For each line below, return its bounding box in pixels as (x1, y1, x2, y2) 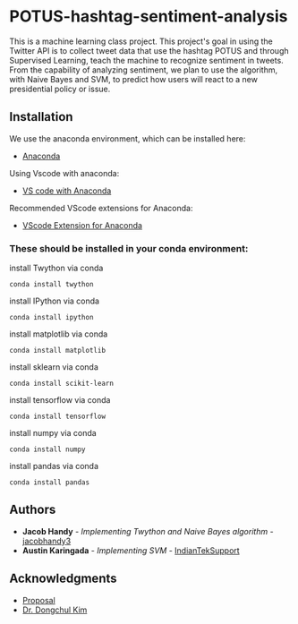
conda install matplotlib (9, 346, 106, 355)
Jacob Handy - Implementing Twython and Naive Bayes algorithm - (21, 526, 275, 536)
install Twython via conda (9, 262, 104, 274)
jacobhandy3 (21, 535, 72, 546)
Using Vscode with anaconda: (9, 167, 120, 178)
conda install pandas (9, 478, 90, 487)
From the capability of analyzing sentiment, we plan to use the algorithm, (9, 64, 278, 75)
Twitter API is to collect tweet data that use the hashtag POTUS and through (9, 45, 289, 56)
